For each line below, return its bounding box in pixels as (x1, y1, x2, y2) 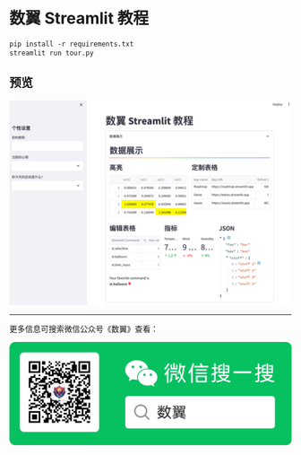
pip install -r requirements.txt (9, 39, 134, 48)
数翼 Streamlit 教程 (9, 8, 150, 29)
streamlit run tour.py (9, 48, 94, 57)
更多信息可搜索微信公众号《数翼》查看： (9, 323, 159, 334)
